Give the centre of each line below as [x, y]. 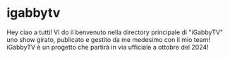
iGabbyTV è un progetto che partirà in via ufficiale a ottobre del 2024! [108, 47]
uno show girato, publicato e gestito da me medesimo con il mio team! [109, 39]
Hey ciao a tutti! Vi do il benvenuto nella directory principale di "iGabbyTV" [115, 32]
